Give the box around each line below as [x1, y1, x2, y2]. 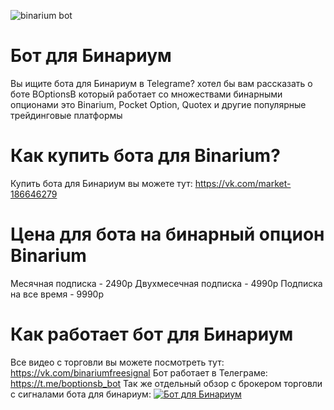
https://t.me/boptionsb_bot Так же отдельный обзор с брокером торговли [10, 377, 323, 389]
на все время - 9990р [10, 288, 104, 300]
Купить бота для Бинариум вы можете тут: [10, 177, 193, 189]
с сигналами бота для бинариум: [10, 388, 152, 400]
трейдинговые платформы [10, 109, 123, 121]
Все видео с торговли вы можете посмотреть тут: [10, 356, 225, 368]
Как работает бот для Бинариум [10, 323, 294, 345]
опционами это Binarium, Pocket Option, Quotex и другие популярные [10, 98, 307, 110]
